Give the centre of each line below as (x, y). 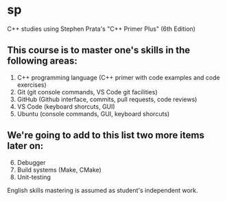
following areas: (42, 61)
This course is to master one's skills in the (99, 50)
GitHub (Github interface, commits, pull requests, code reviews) (107, 99)
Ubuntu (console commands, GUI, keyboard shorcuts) (93, 113)
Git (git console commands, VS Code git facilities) (87, 92)
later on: (25, 146)
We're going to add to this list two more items (106, 135)
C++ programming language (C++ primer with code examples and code (119, 77)
